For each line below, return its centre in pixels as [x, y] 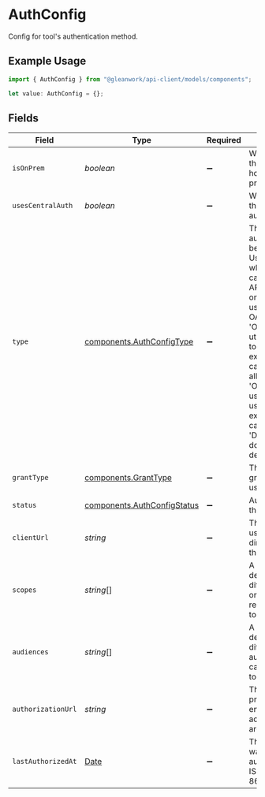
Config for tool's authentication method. [73, 36]
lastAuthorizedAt [45, 762]
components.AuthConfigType [139, 342]
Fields [24, 118]
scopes [24, 590]
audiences [30, 652]
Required [224, 140]
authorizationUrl [45, 709]
